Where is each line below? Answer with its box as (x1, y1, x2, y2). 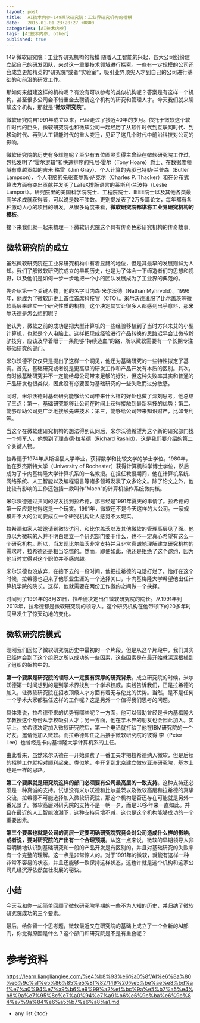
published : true (6, 36, 46, 42)
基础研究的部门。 (6, 344, 48, 352)
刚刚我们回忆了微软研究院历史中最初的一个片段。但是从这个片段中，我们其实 (6, 646, 194, 653)
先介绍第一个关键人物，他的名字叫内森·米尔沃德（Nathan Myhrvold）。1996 (6, 287, 190, 294)
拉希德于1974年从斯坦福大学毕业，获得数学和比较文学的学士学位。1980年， (6, 455, 192, 462)
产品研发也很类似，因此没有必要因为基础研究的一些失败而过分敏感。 (6, 379, 173, 387)
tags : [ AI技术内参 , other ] (6, 31, 70, 37)
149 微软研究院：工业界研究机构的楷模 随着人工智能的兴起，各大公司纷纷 (6, 54, 185, 60)
